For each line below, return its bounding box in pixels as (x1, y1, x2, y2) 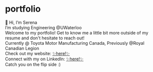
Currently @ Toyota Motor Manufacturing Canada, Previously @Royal (5, 40, 145, 46)
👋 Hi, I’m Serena (5, 19, 38, 25)
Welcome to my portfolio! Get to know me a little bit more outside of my (5, 30, 149, 36)
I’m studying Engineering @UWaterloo (5, 24, 82, 30)
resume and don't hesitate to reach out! (5, 35, 85, 41)
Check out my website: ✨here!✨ (5, 50, 70, 56)
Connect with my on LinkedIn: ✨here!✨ (5, 56, 84, 62)
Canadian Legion (5, 45, 39, 51)
